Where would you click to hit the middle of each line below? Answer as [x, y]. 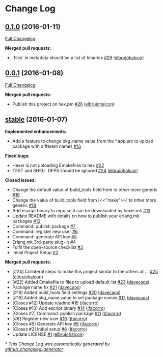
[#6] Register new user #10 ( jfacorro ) [50, 319]
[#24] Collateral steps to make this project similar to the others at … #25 [85, 271]
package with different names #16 [46, 146]
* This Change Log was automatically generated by [57, 344]
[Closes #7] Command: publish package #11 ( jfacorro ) [67, 313]
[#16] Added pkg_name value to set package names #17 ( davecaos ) [81, 297]
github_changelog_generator [34, 349]
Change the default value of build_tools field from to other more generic [85, 190]
